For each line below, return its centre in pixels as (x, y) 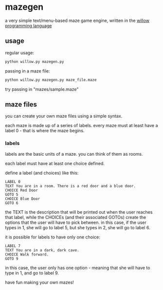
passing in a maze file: (27, 71)
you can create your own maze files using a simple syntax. (64, 116)
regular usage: (19, 53)
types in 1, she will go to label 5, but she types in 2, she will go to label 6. (78, 227)
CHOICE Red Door (21, 190)
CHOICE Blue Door (23, 199)
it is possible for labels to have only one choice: (53, 237)
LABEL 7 (13, 246)
